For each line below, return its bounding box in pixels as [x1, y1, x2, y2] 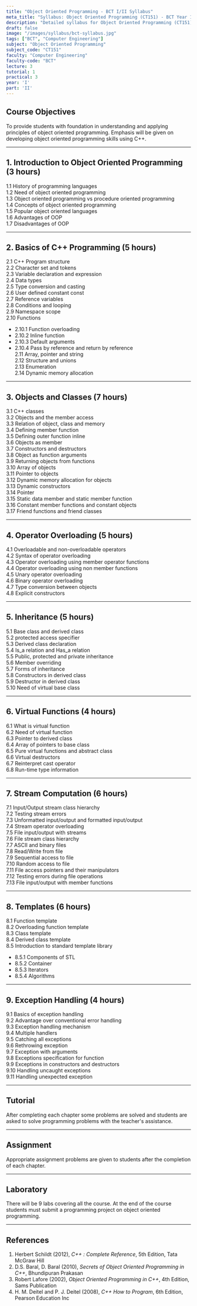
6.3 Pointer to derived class [6, 735, 72, 742]
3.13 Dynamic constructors [6, 483, 70, 490]
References [6, 1235, 49, 1245]
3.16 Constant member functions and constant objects [6, 501, 137, 509]
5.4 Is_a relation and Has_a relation [6, 647, 90, 654]
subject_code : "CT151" [6, 47, 62, 53]
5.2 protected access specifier [6, 634, 80, 641]
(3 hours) [6, 167, 41, 177]
